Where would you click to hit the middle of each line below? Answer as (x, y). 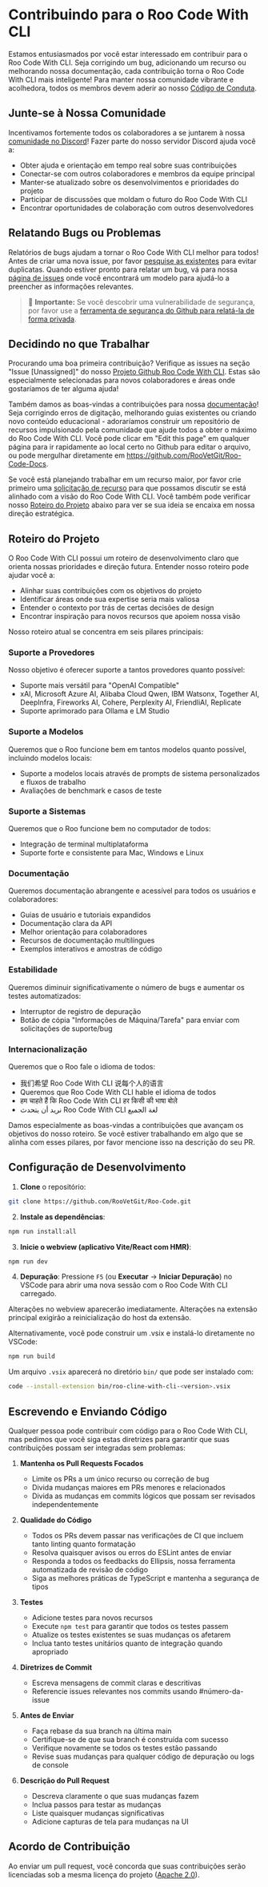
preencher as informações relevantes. (71, 286)
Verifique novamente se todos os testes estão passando (124, 1748)
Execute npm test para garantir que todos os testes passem (130, 1626)
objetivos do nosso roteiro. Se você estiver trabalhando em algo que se (126, 1133)
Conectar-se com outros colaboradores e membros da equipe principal (137, 173)
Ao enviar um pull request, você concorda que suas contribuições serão (127, 1866)
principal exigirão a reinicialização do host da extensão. (100, 1318)
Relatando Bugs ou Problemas (85, 233)
